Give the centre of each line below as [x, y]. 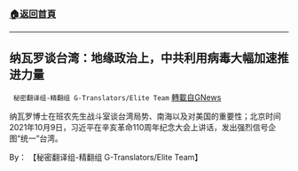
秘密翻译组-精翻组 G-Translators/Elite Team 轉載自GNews [117, 97]
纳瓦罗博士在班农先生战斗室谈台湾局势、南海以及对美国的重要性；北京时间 [145, 116]
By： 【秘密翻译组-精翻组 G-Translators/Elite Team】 [106, 158]
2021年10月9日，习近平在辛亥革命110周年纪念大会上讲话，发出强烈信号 [139, 128]
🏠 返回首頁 [33, 13]
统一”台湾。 [42, 138]
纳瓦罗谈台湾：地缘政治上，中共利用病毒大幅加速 [143, 58]
